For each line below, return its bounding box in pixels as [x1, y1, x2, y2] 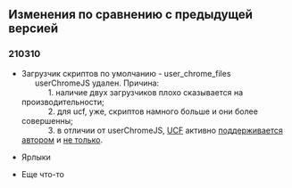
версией [8, 21, 59, 37]
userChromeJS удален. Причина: [34, 78, 160, 88]
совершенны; [21, 115, 73, 126]
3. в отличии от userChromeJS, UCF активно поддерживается [47, 125, 283, 135]
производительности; [21, 96, 104, 107]
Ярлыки [21, 151, 51, 162]
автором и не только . [21, 134, 104, 145]
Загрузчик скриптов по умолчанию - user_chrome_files [21, 68, 231, 78]
